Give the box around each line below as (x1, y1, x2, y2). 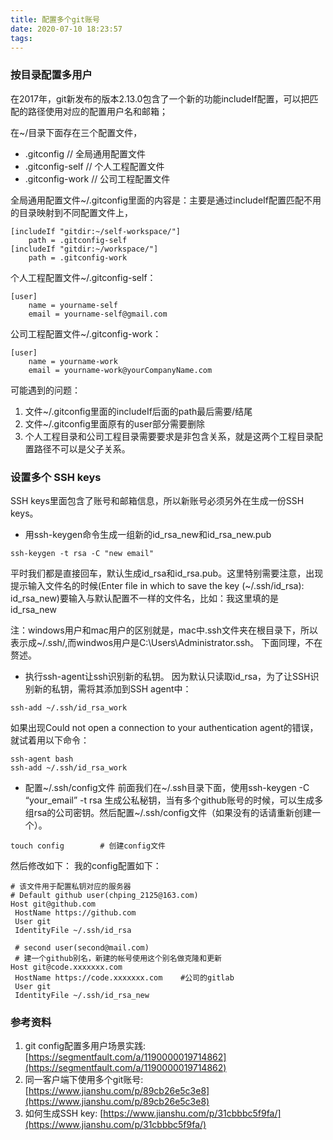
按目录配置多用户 (10, 68, 93, 82)
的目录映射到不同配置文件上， (10, 206, 133, 218)
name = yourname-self (28, 300, 118, 310)
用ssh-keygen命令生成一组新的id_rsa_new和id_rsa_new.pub (24, 528, 272, 540)
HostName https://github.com (14, 907, 137, 918)
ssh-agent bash (10, 754, 74, 764)
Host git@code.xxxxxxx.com (10, 962, 123, 972)
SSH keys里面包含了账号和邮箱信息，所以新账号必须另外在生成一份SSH (10, 494, 305, 506)
